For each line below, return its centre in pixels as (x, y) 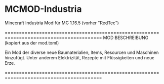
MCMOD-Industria (43, 9)
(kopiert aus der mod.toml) (32, 42)
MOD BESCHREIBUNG (126, 38)
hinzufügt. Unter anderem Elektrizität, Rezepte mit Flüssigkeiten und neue (80, 57)
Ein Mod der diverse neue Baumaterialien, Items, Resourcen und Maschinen (82, 52)
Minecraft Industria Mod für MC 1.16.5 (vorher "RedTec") (62, 23)
